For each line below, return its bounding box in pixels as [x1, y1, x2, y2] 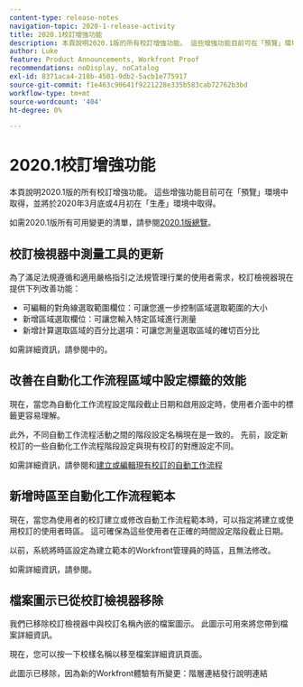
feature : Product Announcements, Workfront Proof [9, 55, 200, 64]
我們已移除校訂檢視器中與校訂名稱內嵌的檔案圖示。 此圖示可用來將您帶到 [9, 618, 280, 629]
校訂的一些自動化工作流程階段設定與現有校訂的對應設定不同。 [9, 440, 239, 451]
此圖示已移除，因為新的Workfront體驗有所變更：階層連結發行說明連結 [9, 668, 269, 679]
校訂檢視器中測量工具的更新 [9, 246, 164, 262]
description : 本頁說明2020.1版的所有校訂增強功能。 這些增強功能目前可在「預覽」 [9, 38, 286, 48]
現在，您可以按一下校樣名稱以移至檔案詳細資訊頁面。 [9, 649, 207, 660]
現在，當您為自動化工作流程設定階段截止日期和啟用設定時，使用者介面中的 [9, 398, 286, 409]
